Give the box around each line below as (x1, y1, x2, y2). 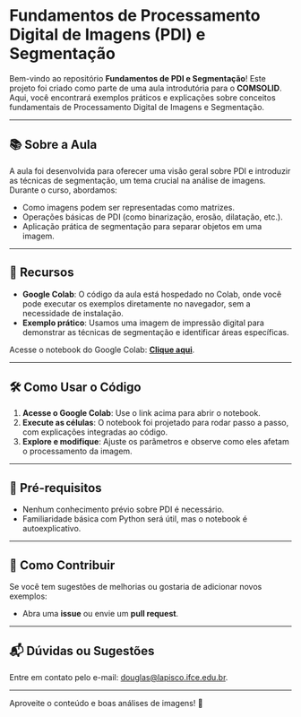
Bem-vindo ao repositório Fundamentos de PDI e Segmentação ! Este (9, 73, 266, 83)
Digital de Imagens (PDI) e (9, 24, 206, 45)
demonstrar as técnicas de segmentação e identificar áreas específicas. (21, 326, 289, 337)
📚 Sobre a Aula (9, 137, 98, 152)
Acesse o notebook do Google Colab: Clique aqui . (9, 344, 195, 355)
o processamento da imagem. (21, 445, 133, 457)
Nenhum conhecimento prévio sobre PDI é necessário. (21, 504, 225, 515)
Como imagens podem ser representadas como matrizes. (21, 202, 236, 212)
